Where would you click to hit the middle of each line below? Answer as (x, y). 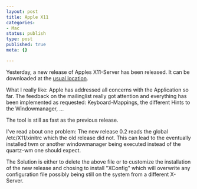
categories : (21, 22)
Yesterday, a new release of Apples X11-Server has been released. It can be (98, 72)
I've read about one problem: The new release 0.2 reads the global (87, 131)
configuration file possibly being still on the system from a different (88, 174)
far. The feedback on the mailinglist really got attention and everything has (96, 96)
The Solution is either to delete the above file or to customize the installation (98, 162)
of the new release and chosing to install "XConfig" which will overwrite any (98, 168)
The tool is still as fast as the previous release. (62, 120)
